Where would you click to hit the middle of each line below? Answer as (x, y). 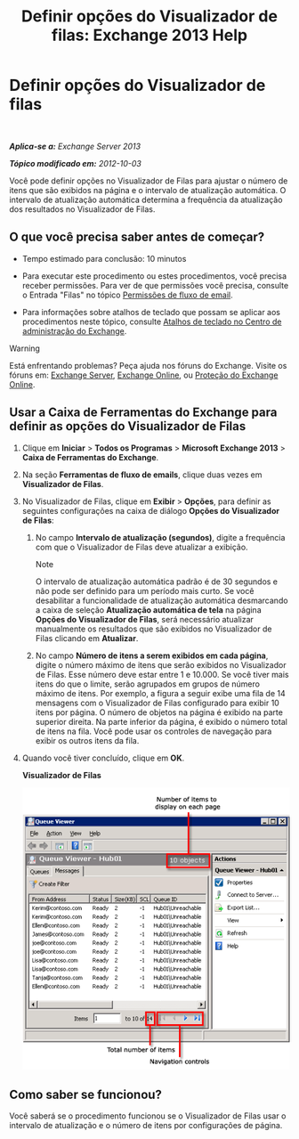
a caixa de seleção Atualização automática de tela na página (148, 610)
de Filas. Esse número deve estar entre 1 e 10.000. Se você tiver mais (162, 674)
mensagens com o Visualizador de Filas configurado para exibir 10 (158, 703)
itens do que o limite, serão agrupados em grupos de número (148, 684)
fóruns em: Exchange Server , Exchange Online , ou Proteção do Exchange (144, 375)
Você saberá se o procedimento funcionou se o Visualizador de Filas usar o (148, 1116)
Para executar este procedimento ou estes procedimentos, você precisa (154, 276)
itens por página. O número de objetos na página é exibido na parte (159, 712)
